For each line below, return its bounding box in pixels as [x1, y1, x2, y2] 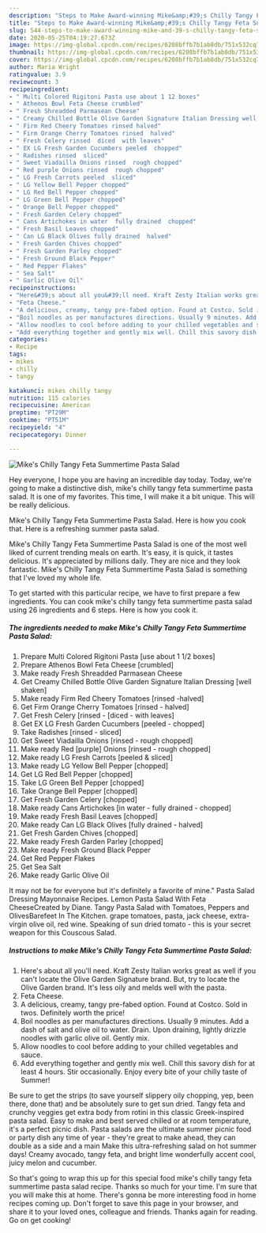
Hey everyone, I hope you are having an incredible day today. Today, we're [9, 474, 252, 484]
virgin [9, 919, 28, 929]
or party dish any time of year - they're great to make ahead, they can [9, 1132, 236, 1142]
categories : [9, 336, 48, 344]
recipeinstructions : [9, 284, 77, 292]
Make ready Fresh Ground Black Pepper [20, 845, 151, 854]
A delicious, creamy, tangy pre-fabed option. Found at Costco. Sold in [20, 999, 248, 1009]
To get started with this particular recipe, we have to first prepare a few [9, 588, 241, 598]
